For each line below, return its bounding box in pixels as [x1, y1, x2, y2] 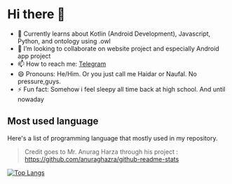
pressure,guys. [17, 77, 62, 85]
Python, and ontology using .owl [17, 36, 111, 45]
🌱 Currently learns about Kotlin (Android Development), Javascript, [17, 29, 211, 38]
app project [17, 52, 51, 60]
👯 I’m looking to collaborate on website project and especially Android [17, 44, 219, 52]
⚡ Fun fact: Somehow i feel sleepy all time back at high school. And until [17, 85, 226, 93]
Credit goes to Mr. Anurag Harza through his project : [24, 147, 179, 156]
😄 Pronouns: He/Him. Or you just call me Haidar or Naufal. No [17, 69, 198, 78]
